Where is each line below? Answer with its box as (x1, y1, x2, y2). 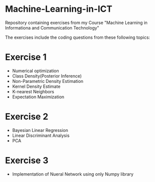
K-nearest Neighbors (12, 88, 55, 94)
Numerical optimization (12, 68, 59, 74)
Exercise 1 (5, 52, 47, 63)
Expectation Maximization (12, 94, 65, 100)
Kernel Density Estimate (12, 83, 61, 89)
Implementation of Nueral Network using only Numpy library (12, 171, 133, 177)
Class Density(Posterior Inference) (12, 73, 82, 79)
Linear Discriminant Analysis (12, 132, 70, 138)
